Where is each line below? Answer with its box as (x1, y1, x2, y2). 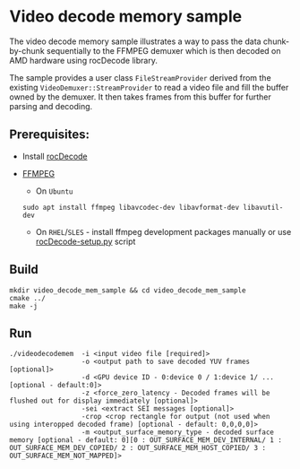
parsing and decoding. (9, 100, 93, 111)
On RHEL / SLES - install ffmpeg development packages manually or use (35, 226, 292, 237)
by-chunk (9, 45, 45, 56)
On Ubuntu (35, 186, 73, 196)
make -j (9, 301, 39, 310)
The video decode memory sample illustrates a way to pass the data (9, 36, 261, 47)
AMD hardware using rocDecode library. (9, 55, 159, 65)
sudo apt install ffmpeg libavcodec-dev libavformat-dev (21, 203, 240, 212)
